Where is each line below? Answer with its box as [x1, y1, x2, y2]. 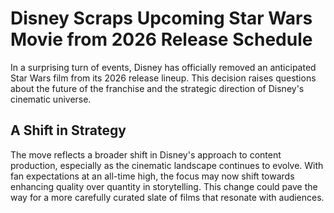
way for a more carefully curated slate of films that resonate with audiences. [10, 191, 325, 203]
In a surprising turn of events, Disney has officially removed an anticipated [10, 61, 317, 73]
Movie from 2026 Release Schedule [10, 28, 313, 51]
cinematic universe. [10, 93, 92, 105]
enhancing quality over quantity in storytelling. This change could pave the [10, 180, 318, 192]
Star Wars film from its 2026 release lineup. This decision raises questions [10, 72, 317, 84]
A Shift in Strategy [10, 122, 127, 139]
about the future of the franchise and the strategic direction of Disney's [10, 82, 305, 94]
